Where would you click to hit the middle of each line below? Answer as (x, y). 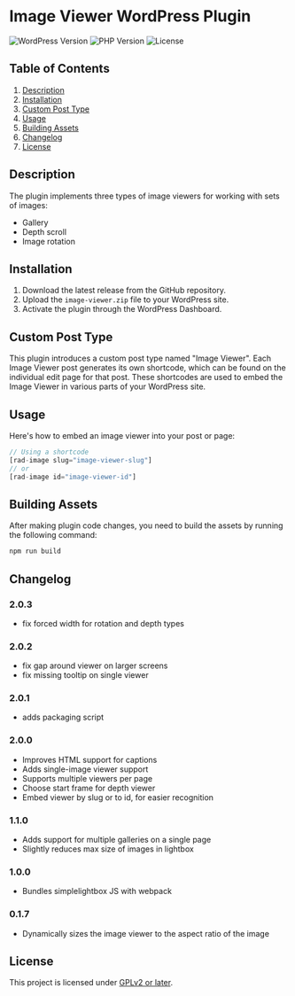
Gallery (35, 222)
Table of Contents (60, 69)
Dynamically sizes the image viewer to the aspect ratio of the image (146, 933)
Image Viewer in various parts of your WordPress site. (108, 386)
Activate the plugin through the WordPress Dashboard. (122, 309)
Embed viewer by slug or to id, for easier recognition (118, 797)
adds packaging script (63, 717)
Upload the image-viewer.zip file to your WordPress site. (125, 300)
